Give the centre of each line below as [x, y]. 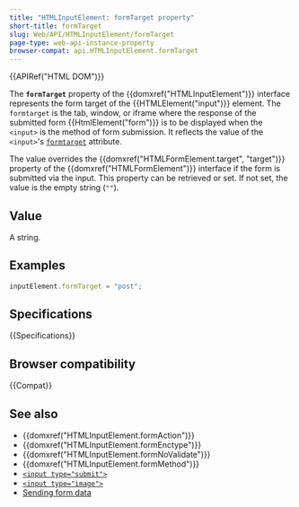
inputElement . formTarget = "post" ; [76, 286]
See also [34, 414]
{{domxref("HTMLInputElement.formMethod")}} [111, 464]
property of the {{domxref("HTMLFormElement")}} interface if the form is [145, 169]
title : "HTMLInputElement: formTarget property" [102, 17]
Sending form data [57, 493]
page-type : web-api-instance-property [82, 43]
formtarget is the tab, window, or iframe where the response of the [133, 113]
